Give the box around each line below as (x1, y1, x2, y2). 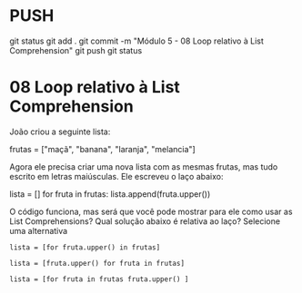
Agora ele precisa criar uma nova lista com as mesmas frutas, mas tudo (9, 161, 278, 172)
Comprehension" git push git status (9, 44, 143, 55)
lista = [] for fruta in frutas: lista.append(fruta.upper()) (9, 188, 211, 200)
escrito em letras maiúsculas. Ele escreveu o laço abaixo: (9, 171, 224, 181)
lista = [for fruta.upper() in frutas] (9, 242, 161, 252)
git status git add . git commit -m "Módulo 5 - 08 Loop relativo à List (9, 35, 264, 46)
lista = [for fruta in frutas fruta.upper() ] (9, 274, 189, 284)
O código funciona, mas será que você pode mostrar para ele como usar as (9, 206, 293, 217)
